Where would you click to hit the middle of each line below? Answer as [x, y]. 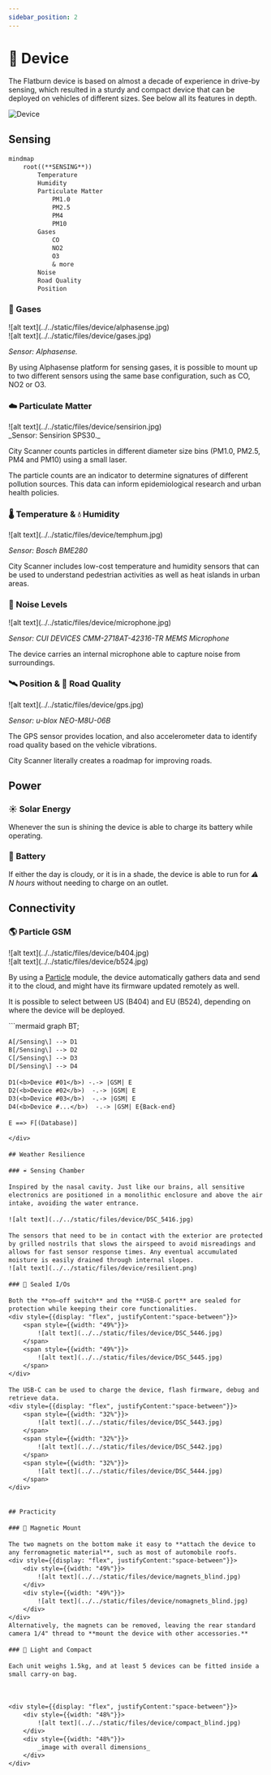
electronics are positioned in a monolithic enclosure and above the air [136, 1195]
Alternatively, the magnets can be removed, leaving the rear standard [132, 1625]
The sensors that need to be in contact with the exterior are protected [136, 1235]
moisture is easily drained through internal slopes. [101, 1260]
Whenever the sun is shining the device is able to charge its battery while [131, 827]
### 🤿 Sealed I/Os [39, 1284]
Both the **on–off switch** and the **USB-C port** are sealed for [125, 1300]
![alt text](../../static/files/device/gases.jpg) [80, 335]
